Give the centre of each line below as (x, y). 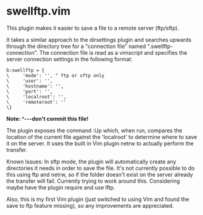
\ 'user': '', (29, 81)
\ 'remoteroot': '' (36, 102)
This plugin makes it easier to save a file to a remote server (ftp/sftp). (93, 28)
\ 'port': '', (29, 91)
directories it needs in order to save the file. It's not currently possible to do (101, 168)
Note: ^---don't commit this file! (47, 118)
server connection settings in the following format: (69, 59)
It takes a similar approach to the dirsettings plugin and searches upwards (99, 39)
